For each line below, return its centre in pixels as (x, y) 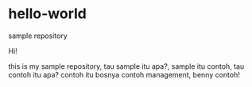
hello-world (48, 14)
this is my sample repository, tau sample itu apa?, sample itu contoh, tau (126, 66)
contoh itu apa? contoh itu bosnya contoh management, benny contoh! (124, 74)
